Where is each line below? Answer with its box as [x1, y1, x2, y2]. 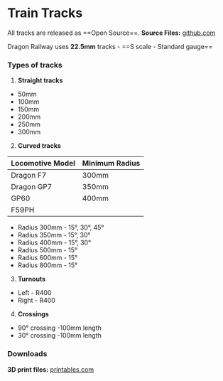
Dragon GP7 [11, 182, 53, 192]
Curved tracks [17, 141, 62, 150]
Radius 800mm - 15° [17, 261, 78, 269]
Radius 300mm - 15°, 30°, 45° [17, 223, 104, 232]
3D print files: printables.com [7, 365, 94, 374]
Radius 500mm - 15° [17, 246, 78, 254]
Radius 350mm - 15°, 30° [17, 231, 91, 240]
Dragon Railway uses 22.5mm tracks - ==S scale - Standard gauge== [7, 42, 213, 50]
